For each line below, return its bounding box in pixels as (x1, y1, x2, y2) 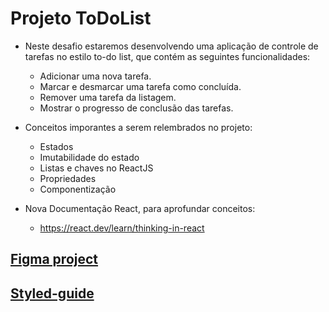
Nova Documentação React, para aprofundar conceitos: (24, 202, 256, 214)
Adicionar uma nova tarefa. (39, 70, 152, 82)
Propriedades (39, 172, 97, 184)
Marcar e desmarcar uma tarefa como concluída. (39, 80, 242, 92)
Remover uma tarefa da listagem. (39, 91, 177, 103)
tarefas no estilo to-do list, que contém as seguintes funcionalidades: (24, 50, 311, 62)
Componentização (39, 183, 117, 195)
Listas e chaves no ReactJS (39, 162, 154, 174)
